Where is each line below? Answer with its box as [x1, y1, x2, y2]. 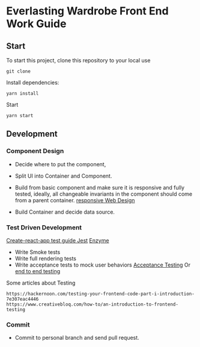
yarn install [6, 91, 39, 97]
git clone [6, 68, 31, 74]
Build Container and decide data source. [14, 208, 115, 216]
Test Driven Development [6, 223, 82, 232]
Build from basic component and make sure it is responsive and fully [14, 184, 185, 191]
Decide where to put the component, [14, 160, 106, 167]
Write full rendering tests [14, 255, 77, 262]
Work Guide [6, 17, 67, 31]
